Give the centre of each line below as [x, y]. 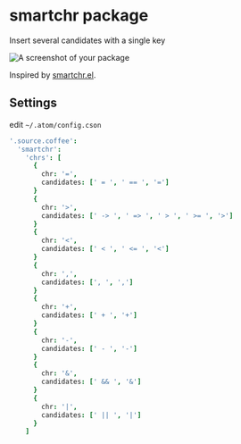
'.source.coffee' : [43, 141]
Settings [33, 103]
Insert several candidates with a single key [87, 40]
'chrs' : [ [44, 157]
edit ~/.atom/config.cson [55, 124]
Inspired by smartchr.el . [53, 75]
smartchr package [79, 16]
